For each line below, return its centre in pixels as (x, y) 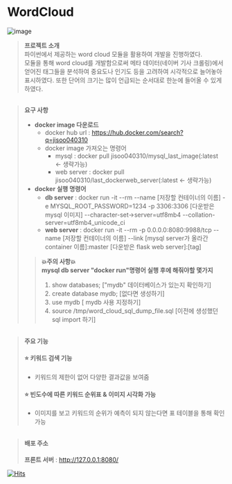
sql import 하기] (74, 320)
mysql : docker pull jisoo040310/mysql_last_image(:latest (136, 156)
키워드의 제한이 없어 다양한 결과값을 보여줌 (92, 377)
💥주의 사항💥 (59, 262)
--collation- (199, 215)
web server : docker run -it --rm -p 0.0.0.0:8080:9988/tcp (128, 230)
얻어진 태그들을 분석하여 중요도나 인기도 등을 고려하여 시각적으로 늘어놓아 (123, 71)
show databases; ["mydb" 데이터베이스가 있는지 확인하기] (132, 285)
